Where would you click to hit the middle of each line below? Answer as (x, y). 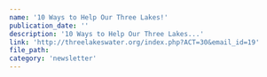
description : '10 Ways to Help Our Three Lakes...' (106, 34)
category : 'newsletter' (53, 58)
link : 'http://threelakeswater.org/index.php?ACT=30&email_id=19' (134, 42)
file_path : (29, 50)
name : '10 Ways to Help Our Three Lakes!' (89, 17)
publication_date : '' (49, 26)
